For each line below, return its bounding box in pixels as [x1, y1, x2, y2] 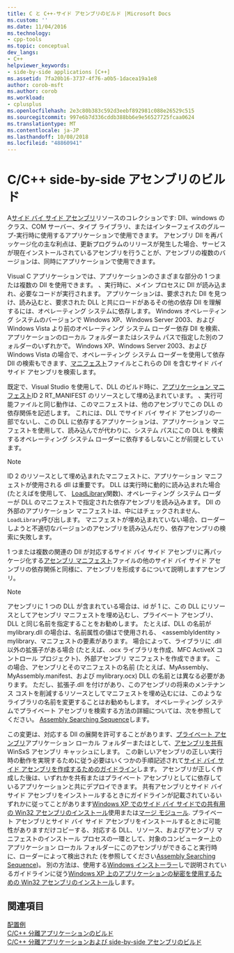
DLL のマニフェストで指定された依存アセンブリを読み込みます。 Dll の [20, 498, 221, 506]
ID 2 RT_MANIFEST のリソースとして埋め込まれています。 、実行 [31, 392, 217, 400]
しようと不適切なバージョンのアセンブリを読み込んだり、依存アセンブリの [7, 524, 220, 533]
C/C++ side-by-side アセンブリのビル [7, 172, 226, 188]
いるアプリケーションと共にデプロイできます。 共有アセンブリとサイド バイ [7, 782, 224, 791]
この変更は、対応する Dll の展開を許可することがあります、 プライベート [7, 730, 213, 738]
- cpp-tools [7, 36, 42, 43]
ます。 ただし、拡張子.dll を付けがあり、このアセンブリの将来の [13, 681, 195, 689]
